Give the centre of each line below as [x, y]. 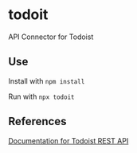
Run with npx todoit [41, 96]
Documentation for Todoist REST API [68, 140]
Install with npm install [47, 80]
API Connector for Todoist [51, 37]
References [37, 122]
